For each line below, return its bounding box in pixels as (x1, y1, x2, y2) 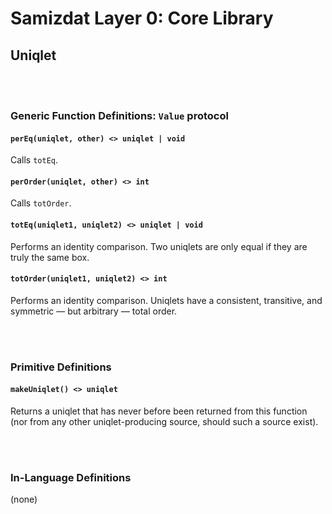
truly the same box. (10, 251, 90, 263)
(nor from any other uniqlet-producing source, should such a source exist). (10, 415, 319, 427)
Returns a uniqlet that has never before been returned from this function (10, 405, 308, 417)
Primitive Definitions (10, 360, 112, 374)
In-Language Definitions (10, 470, 132, 484)
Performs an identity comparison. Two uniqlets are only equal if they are (10, 240, 308, 252)
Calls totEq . (10, 154, 59, 166)
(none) (10, 493, 38, 506)
